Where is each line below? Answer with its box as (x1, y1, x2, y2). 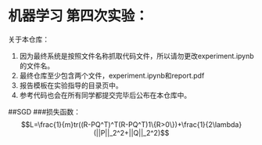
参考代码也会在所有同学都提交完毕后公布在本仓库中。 (19, 90, 192, 100)
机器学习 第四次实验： (8, 7, 149, 25)
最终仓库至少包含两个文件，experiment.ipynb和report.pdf (19, 71, 205, 80)
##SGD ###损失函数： (8, 107, 81, 116)
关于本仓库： (8, 34, 49, 44)
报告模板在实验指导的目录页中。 (19, 80, 123, 90)
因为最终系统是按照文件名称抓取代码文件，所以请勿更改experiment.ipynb (19, 51, 254, 60)
